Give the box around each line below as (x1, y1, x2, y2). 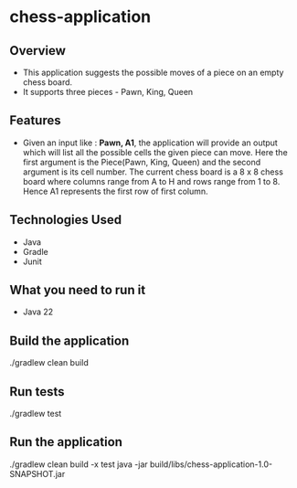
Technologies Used (9, 212, 122, 228)
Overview (9, 43, 67, 58)
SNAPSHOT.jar (9, 468, 66, 479)
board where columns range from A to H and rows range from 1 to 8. (22, 175, 281, 186)
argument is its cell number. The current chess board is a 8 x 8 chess (22, 166, 283, 177)
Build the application (9, 333, 130, 348)
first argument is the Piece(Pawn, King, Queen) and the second (22, 156, 261, 167)
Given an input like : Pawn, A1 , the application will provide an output (22, 137, 279, 148)
